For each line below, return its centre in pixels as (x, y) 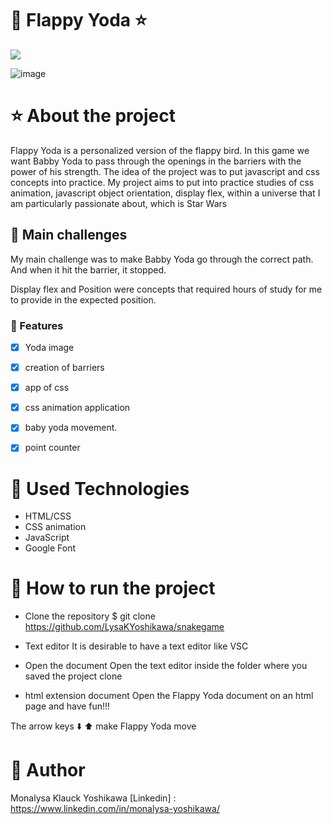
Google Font (50, 548)
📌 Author (48, 770)
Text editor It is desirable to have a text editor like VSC (136, 646)
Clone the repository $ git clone (90, 616)
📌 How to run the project (113, 588)
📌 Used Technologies (100, 488)
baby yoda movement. (71, 428)
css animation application (77, 408)
